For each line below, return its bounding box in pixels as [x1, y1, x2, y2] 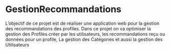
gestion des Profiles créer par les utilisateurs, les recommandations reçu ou [5, 31, 165, 37]
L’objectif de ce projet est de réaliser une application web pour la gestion [5, 20, 160, 26]
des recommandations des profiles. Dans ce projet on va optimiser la [5, 25, 151, 31]
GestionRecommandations [5, 4, 122, 15]
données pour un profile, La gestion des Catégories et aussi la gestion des [5, 36, 163, 42]
